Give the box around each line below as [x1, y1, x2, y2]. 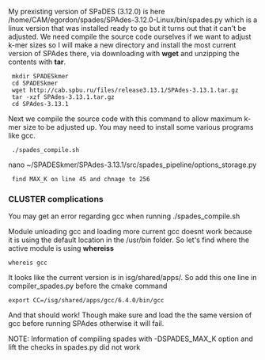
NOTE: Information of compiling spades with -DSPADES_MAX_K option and [8, 334, 253, 343]
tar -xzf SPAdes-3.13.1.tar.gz [11, 93, 115, 101]
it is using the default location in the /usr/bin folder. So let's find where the [8, 235, 250, 244]
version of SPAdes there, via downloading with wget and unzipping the [8, 49, 240, 58]
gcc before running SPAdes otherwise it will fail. [8, 319, 165, 328]
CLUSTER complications [8, 193, 104, 204]
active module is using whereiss [8, 244, 115, 253]
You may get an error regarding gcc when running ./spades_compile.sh [8, 211, 240, 221]
